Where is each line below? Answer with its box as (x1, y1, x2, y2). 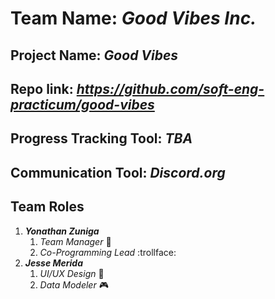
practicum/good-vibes (10, 96, 155, 113)
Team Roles (10, 198, 85, 216)
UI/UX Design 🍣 (39, 267, 105, 279)
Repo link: (10, 80, 74, 97)
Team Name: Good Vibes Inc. (10, 7, 257, 30)
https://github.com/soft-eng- (76, 80, 265, 97)
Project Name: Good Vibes (10, 47, 179, 64)
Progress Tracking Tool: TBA (10, 130, 193, 147)
